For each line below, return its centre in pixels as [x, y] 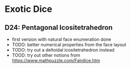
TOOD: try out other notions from [46, 55]
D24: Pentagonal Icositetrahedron [59, 28]
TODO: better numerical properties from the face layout [69, 45]
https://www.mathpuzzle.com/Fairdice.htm [56, 60]
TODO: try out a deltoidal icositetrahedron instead [63, 50]
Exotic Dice [28, 9]
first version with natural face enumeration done [61, 39]
